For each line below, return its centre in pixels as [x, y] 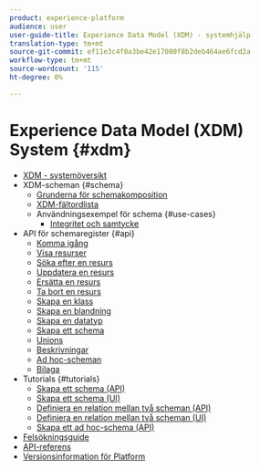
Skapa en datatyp [69, 320]
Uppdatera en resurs [75, 272]
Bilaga [48, 369]
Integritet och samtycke [94, 224]
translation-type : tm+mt [57, 43]
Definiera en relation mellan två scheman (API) [124, 408]
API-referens [47, 446]
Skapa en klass [65, 301]
